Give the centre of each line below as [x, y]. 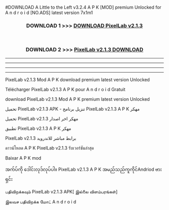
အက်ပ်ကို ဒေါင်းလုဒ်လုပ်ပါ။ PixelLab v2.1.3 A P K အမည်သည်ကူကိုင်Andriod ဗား [83, 169]
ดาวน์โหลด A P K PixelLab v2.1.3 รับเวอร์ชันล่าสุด [50, 148]
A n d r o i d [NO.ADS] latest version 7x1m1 [49, 13]
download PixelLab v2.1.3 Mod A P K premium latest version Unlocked [77, 99]
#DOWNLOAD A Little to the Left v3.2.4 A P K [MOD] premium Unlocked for [83, 7]
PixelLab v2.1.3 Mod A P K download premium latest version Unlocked [77, 80]
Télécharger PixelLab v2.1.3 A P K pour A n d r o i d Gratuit [65, 89]
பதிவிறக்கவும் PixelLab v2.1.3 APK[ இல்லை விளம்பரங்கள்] [61, 191]
